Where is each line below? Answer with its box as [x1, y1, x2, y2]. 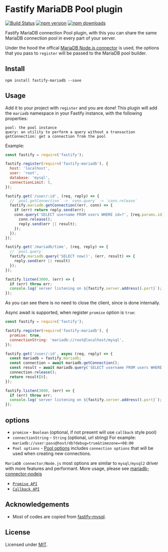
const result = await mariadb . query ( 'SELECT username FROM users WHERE [9, 365, 162, 370]
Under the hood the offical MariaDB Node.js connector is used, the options [5, 45, 159, 51]
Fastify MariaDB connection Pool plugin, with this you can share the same [5, 30, 157, 36]
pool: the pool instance [5, 125, 57, 130]
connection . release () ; [9, 370, 57, 375]
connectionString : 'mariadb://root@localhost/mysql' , [9, 337, 124, 342]
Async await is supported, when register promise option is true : [5, 309, 136, 316]
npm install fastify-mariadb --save [5, 78, 81, 83]
